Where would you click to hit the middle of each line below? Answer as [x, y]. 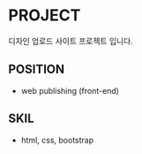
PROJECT [45, 15]
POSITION [37, 69]
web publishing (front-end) [70, 90]
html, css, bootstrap [57, 140]
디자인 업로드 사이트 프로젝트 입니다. [71, 41]
